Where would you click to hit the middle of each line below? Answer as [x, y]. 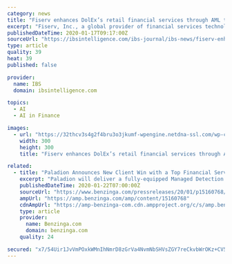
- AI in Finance [37, 116]
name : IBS [27, 84]
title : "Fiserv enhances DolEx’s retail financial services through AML [114, 20]
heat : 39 [20, 59]
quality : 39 [24, 53]
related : [20, 167]
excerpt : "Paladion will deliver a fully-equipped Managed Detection [122, 179]
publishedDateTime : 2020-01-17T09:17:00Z [68, 33]
